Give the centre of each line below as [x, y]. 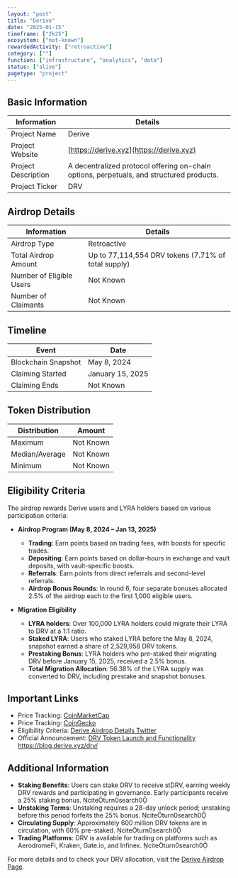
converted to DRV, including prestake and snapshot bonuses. [117, 676]
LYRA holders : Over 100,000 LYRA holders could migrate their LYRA [128, 623]
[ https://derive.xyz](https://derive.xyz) [132, 150]
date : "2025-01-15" [36, 27]
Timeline [27, 330]
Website [24, 155]
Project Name [34, 134]
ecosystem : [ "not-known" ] [45, 40]
